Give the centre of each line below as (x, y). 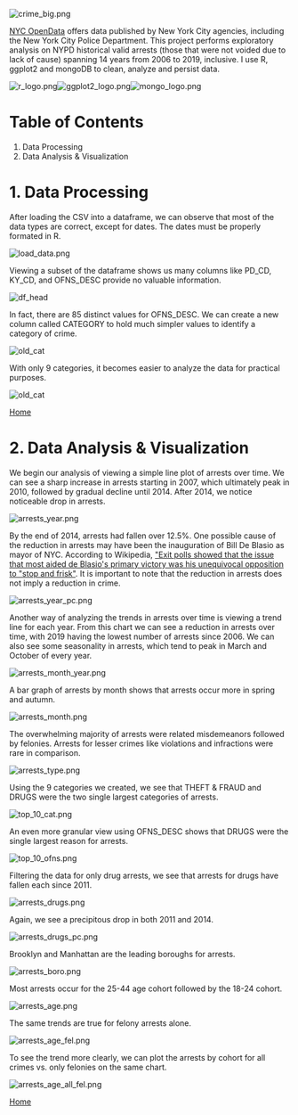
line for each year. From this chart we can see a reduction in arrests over (142, 627)
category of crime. (43, 333)
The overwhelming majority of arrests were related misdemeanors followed (147, 734)
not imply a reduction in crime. (65, 583)
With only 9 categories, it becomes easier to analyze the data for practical (145, 368)
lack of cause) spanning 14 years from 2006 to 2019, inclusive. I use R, (139, 59)
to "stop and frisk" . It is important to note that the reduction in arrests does (146, 573)
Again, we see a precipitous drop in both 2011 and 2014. (111, 919)
